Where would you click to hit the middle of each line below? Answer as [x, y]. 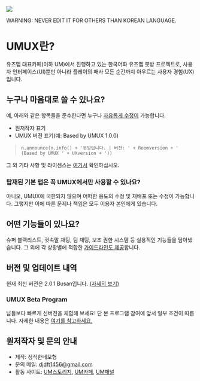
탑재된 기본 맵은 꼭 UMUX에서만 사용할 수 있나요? [73, 182]
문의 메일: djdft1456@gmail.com [54, 364]
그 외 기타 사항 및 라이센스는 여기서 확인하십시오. [63, 165]
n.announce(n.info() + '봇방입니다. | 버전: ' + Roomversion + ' [99, 148]
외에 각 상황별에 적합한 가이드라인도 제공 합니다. [85, 247]
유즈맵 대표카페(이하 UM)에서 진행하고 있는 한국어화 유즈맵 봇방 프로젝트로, [94, 64]
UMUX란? [31, 46]
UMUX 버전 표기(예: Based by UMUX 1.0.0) [66, 135]
